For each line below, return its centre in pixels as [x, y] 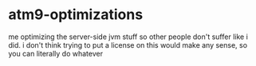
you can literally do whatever [56, 53]
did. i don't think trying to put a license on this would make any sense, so [128, 45]
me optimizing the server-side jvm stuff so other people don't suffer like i [128, 37]
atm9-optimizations [76, 15]
